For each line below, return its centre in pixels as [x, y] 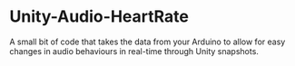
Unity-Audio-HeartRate [99, 17]
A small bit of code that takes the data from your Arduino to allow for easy [147, 42]
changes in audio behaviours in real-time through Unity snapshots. [134, 51]
